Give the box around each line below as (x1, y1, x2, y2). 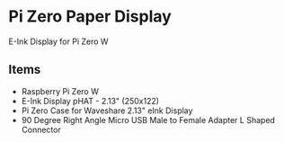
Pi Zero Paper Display (8, 6, 172, 27)
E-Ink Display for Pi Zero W (8, 36, 109, 47)
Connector (21, 124, 62, 135)
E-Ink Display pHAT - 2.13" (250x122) (21, 95, 159, 106)
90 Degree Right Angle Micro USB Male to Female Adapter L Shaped (21, 114, 276, 125)
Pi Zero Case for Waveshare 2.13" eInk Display (21, 105, 193, 116)
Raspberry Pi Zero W (21, 85, 100, 96)
